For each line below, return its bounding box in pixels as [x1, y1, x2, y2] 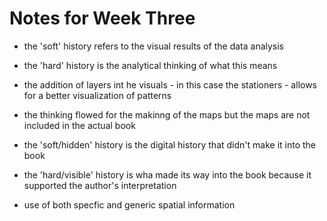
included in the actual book [23, 119, 136, 131]
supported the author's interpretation [23, 179, 177, 191]
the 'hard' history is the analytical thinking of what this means [23, 59, 278, 71]
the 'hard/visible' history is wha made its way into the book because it [23, 168, 312, 181]
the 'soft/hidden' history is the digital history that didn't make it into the [23, 138, 317, 151]
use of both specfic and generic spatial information [23, 198, 236, 211]
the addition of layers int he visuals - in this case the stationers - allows [23, 78, 318, 91]
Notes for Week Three [9, 7, 196, 30]
